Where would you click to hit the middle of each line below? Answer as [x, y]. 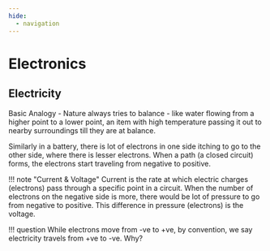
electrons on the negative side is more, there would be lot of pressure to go [134, 197]
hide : [17, 16]
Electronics [47, 64]
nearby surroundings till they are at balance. [82, 130]
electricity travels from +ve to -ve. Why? [76, 238]
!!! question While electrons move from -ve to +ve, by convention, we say [131, 229]
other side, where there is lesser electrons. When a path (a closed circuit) [131, 154]
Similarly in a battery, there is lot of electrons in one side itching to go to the [135, 146]
